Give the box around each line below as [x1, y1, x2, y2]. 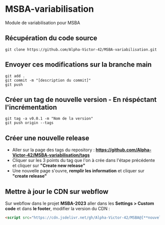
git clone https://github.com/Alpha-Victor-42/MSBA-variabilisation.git [5, 47, 157, 52]
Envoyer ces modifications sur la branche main [5, 61, 152, 69]
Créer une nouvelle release [5, 134, 89, 142]
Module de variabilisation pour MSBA [5, 20, 80, 26]
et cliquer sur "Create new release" [12, 162, 85, 168]
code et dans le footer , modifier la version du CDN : [5, 206, 110, 211]
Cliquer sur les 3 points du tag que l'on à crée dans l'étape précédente [12, 158, 155, 163]
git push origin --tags [5, 121, 54, 126]
